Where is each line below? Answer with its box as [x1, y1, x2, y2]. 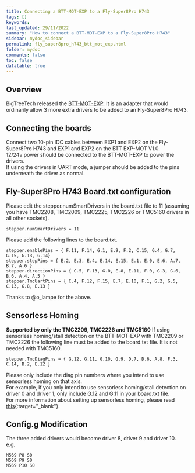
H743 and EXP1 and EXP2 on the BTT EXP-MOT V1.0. [33, 145, 160, 152]
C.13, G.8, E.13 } [6, 283, 51, 289]
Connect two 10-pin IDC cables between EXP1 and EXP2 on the [6, 139, 158, 146]
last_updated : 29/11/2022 [6, 25, 69, 31]
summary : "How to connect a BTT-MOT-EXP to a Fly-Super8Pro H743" [6, 30, 171, 36]
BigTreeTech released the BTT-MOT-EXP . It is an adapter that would [6, 100, 169, 107]
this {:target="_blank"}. [6, 402, 60, 409]
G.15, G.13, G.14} [6, 253, 51, 258]
